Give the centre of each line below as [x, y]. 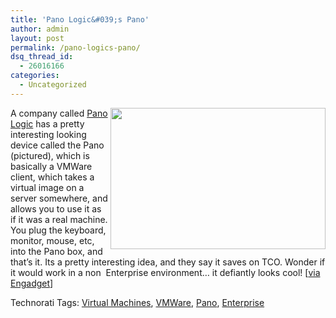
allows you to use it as [56, 208]
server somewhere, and [59, 198]
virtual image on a [47, 187]
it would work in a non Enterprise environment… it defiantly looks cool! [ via [165, 272]
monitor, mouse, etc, [52, 240]
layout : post [37, 38]
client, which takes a [52, 177]
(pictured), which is [50, 155]
